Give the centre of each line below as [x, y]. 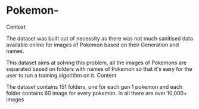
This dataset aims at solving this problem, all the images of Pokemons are [97, 63]
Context [16, 27]
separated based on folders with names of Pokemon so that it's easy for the [99, 68]
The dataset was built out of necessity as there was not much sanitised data [100, 38]
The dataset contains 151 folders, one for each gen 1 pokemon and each [94, 86]
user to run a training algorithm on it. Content [61, 75]
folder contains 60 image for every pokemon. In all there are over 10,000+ [97, 93]
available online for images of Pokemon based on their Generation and [93, 45]
